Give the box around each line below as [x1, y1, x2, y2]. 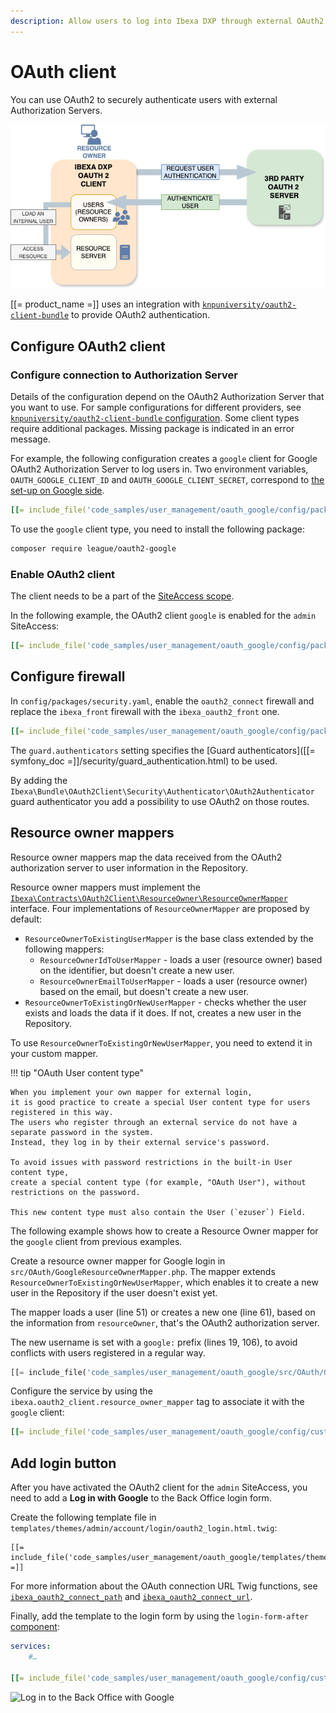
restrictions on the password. [10, 1187, 141, 1197]
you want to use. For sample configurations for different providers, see [10, 401, 302, 414]
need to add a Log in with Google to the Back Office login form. [10, 1492, 272, 1504]
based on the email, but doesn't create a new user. [39, 985, 250, 997]
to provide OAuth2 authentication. [71, 309, 211, 321]
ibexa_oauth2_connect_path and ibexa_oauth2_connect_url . [10, 1591, 253, 1603]
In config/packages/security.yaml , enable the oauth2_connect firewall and [10, 695, 315, 707]
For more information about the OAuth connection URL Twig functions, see [10, 1580, 318, 1592]
